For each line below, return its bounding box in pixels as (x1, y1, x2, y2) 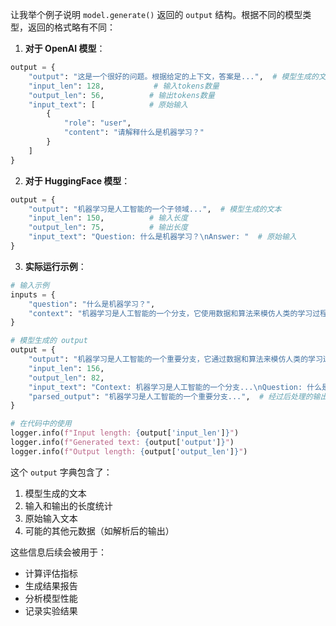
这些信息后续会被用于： (10, 546, 107, 558)
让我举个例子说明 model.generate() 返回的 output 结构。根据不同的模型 (10, 9, 303, 20)
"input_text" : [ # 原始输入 (28, 99, 188, 110)
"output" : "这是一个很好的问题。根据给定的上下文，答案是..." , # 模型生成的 (28, 71, 319, 82)
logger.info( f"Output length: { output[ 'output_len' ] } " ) (10, 446, 248, 457)
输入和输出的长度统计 (24, 499, 113, 512)
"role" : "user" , (63, 118, 132, 128)
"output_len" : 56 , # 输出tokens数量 (28, 90, 215, 100)
